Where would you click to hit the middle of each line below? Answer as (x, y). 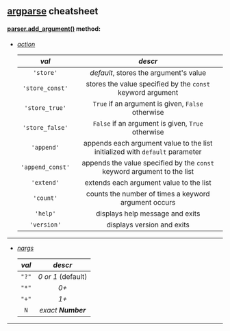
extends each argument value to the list (148, 183)
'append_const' (45, 167)
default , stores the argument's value (148, 73)
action (26, 44)
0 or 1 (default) (63, 276)
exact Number (63, 310)
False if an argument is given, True (148, 123)
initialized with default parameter (148, 152)
